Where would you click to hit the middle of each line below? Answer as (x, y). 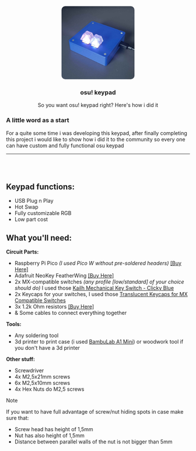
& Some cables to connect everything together (71, 313)
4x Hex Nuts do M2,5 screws (49, 389)
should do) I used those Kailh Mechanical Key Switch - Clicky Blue (94, 288)
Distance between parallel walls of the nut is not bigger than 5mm (93, 442)
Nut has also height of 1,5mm (49, 436)
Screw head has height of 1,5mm (54, 429)
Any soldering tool (36, 335)
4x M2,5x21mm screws (42, 377)
